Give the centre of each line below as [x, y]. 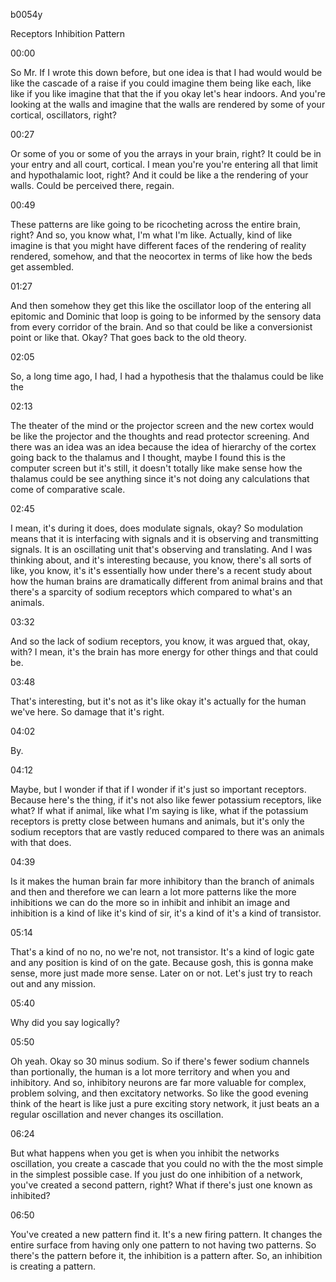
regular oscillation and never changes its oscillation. [117, 1114]
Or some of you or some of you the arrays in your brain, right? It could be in [166, 153]
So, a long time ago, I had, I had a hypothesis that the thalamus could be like [167, 376]
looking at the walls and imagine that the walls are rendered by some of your [168, 104]
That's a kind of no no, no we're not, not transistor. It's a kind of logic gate [162, 952]
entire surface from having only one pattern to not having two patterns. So [163, 1245]
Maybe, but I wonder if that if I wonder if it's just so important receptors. [158, 789]
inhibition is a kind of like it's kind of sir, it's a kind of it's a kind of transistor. [166, 913]
